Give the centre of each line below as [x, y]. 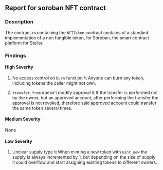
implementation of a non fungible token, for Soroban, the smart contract [77, 38]
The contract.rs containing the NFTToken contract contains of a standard [77, 32]
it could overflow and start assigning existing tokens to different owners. [84, 162]
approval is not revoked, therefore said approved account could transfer [84, 103]
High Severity [19, 67]
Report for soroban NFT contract [55, 8]
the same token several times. [42, 108]
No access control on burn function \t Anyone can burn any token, [78, 78]
